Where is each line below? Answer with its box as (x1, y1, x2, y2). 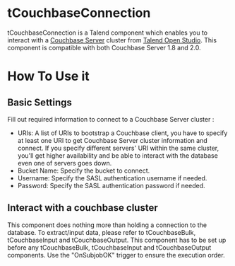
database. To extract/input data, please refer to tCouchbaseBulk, (7, 228, 196, 236)
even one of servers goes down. (17, 158, 112, 167)
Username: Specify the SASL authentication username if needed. (17, 173, 207, 182)
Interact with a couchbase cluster (7, 202, 158, 214)
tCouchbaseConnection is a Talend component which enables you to (7, 28, 208, 37)
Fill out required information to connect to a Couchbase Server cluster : (7, 115, 215, 123)
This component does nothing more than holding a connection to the (7, 221, 207, 229)
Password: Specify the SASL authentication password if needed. (17, 181, 206, 190)
